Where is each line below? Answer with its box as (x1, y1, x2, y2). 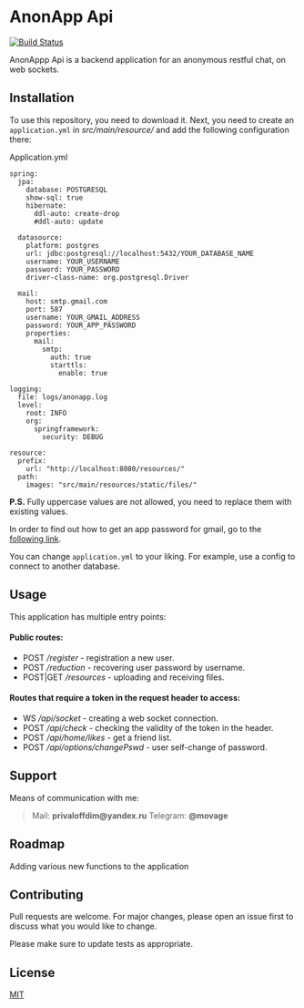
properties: (25, 328, 71, 338)
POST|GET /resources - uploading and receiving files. (22, 672, 225, 683)
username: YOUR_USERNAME (25, 257, 120, 266)
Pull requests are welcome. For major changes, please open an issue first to (9, 911, 294, 922)
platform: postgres (25, 241, 100, 250)
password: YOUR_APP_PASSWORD (25, 321, 137, 330)
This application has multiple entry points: (9, 611, 167, 622)
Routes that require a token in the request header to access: (9, 693, 241, 704)
